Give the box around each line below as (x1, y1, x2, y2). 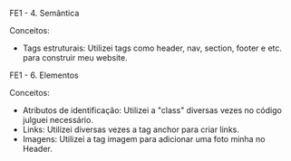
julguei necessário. (22, 115, 93, 125)
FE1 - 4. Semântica (9, 8, 80, 18)
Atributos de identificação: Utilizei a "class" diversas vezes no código (22, 105, 283, 116)
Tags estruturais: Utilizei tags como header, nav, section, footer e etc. (22, 43, 283, 53)
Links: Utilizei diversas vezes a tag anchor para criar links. (22, 124, 240, 135)
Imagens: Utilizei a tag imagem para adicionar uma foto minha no (22, 134, 266, 144)
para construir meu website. (22, 52, 129, 62)
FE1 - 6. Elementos (9, 70, 79, 80)
